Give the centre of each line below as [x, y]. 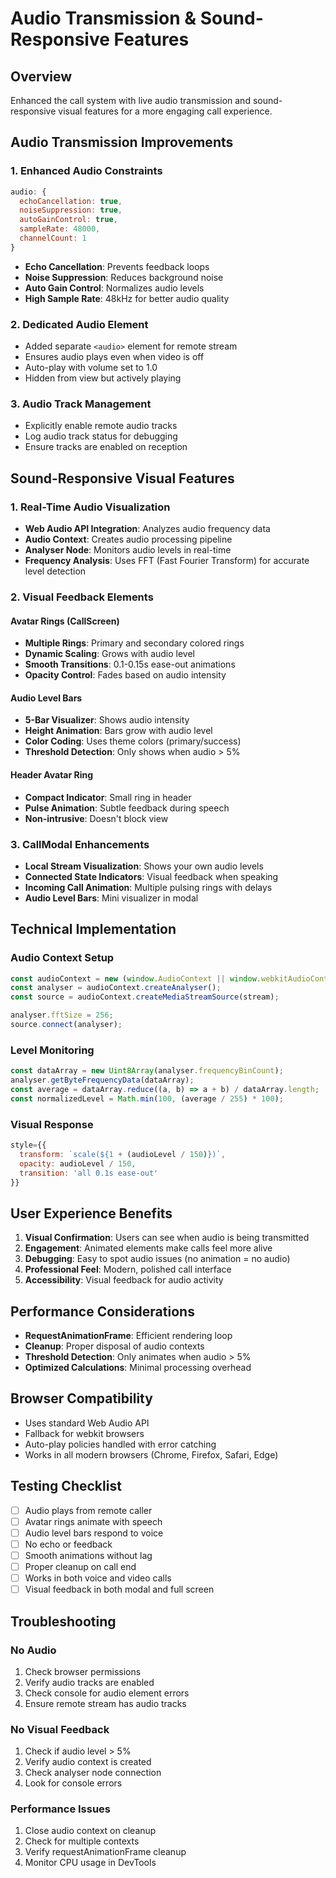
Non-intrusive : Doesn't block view [96, 818]
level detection [55, 571]
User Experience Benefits [91, 1213]
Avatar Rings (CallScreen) [65, 621]
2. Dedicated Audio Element [79, 324]
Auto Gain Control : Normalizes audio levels [114, 288]
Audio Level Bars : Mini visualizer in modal [111, 898]
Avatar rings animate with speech [93, 1521]
